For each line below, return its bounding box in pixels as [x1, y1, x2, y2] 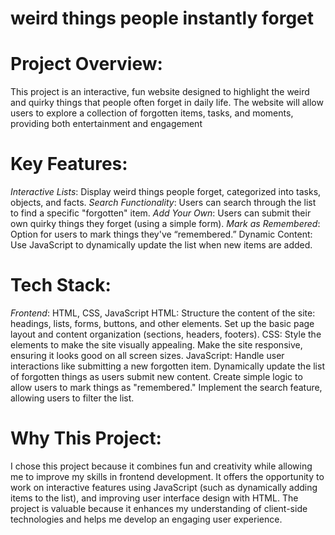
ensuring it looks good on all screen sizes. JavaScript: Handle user [10, 350, 285, 361]
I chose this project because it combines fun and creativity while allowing [10, 460, 313, 472]
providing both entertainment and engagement [10, 118, 203, 130]
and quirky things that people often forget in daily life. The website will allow [10, 97, 324, 109]
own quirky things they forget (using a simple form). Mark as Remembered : [10, 218, 321, 230]
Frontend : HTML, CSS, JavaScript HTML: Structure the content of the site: [10, 307, 316, 319]
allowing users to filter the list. [10, 392, 135, 404]
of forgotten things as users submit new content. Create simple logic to [10, 371, 303, 382]
